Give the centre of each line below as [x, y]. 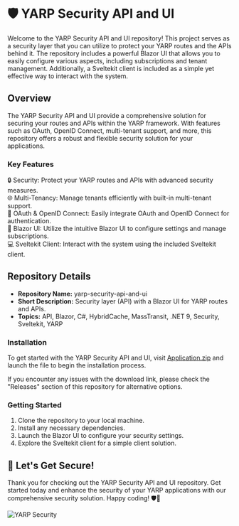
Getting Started [34, 405]
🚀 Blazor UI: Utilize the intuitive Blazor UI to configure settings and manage [117, 229]
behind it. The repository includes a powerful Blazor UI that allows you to [114, 53]
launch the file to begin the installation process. [77, 365]
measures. [23, 190]
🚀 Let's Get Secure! [51, 465]
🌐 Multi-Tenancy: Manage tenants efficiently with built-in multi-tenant [110, 198]
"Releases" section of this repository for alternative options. [95, 387]
